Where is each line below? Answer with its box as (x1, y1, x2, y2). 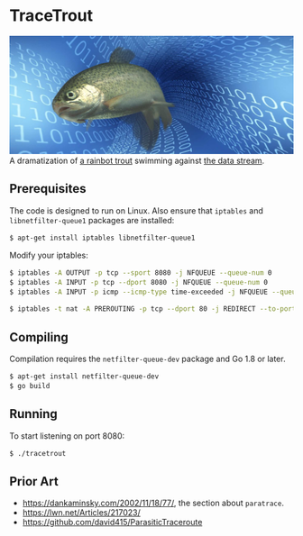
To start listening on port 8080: (9, 430, 125, 441)
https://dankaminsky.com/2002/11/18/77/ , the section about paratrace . (22, 497, 284, 509)
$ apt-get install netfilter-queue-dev (9, 372, 160, 381)
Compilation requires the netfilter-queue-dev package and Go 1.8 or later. (9, 353, 286, 365)
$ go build (9, 381, 50, 390)
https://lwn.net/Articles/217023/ (22, 507, 142, 518)
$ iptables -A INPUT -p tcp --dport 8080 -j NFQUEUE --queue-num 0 (9, 277, 269, 286)
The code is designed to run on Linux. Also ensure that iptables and (9, 204, 264, 216)
